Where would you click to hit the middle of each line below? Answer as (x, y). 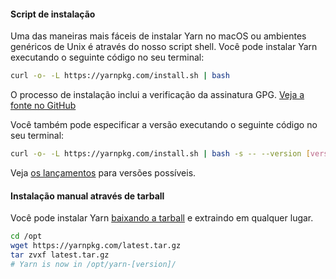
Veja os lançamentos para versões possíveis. (103, 172)
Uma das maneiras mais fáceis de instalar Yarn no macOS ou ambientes (158, 36)
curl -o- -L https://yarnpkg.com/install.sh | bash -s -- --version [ (160, 154)
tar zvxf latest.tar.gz (60, 255)
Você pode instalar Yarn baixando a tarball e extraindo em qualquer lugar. (162, 218)
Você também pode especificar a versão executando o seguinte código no (164, 125)
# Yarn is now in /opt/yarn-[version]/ (93, 264)
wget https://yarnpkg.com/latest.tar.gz (96, 246)
